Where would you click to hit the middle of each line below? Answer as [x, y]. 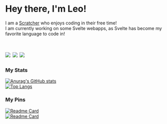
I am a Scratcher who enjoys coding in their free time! [61, 23]
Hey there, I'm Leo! [46, 9]
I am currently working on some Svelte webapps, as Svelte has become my [83, 28]
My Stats [16, 70]
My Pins [15, 100]
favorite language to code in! [35, 34]
